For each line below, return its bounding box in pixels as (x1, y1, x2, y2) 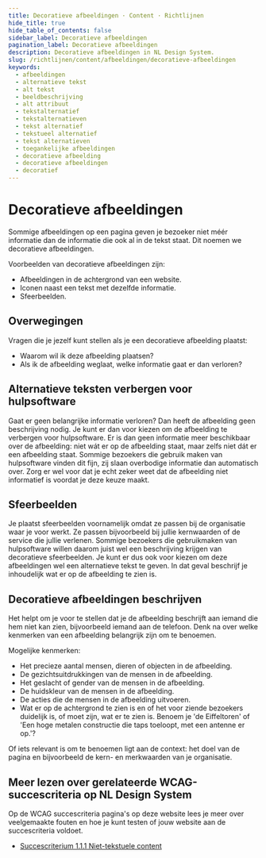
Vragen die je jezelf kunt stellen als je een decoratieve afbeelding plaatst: (8, 335, 248, 345)
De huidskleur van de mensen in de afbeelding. (19, 687, 175, 696)
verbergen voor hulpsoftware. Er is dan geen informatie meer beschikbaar (8, 433, 251, 442)
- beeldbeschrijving (15, 93, 83, 101)
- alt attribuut (15, 100, 69, 108)
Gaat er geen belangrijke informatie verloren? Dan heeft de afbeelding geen (8, 416, 256, 425)
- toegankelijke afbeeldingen (15, 144, 115, 152)
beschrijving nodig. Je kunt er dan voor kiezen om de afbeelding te (8, 424, 228, 433)
